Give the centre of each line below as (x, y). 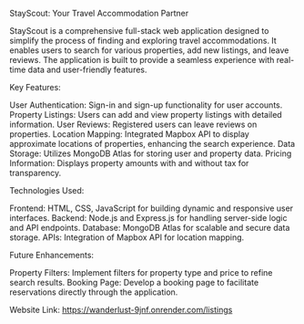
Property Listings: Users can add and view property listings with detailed (146, 115)
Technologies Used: (47, 190)
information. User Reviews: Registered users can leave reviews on (133, 124)
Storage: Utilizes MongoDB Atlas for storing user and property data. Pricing (151, 153)
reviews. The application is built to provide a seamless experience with (142, 60)
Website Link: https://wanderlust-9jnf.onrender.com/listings (121, 310)
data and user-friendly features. (87, 69)
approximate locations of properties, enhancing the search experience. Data (152, 144)
